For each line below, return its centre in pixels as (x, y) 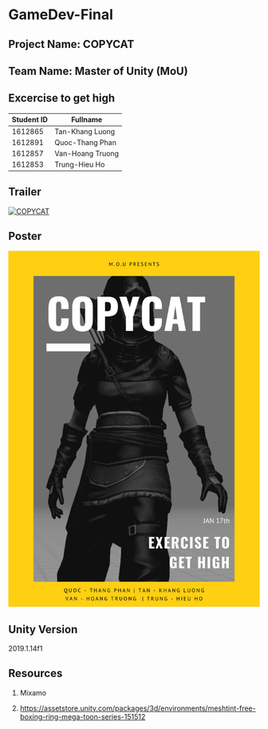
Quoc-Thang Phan (86, 142)
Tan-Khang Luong (85, 131)
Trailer (25, 192)
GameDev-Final (61, 15)
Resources (35, 674)
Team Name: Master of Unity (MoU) (99, 71)
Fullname (87, 120)
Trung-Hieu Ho (80, 164)
